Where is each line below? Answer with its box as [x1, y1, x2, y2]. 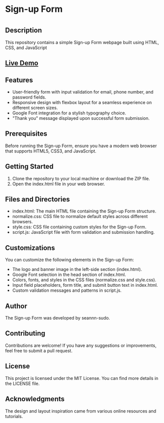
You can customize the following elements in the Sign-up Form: [5, 257, 134, 263]
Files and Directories [5, 195, 70, 204]
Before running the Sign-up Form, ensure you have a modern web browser [5, 143, 157, 149]
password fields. [12, 94, 46, 100]
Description [5, 26, 42, 35]
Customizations [5, 244, 55, 252]
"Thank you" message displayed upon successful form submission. [12, 115, 150, 121]
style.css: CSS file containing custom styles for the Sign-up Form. [12, 224, 147, 230]
